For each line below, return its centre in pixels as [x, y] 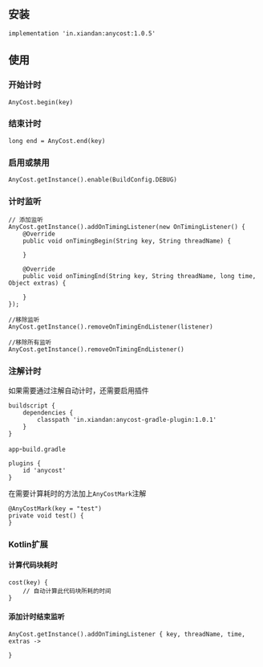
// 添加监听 [26, 220]
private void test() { [46, 516]
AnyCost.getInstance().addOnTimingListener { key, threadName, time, [127, 634]
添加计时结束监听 [36, 616]
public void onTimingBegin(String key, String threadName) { [127, 241]
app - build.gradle [37, 448]
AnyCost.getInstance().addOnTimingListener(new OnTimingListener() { [127, 227]
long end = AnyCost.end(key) [57, 141]
